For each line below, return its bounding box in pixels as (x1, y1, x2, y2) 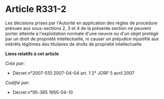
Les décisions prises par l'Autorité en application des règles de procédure (5, 20, 158, 26)
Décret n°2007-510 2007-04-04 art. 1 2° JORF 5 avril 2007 (12, 70, 134, 76)
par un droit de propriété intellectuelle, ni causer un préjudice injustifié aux (5, 36, 159, 42)
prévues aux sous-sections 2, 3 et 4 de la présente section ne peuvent (5, 25, 151, 31)
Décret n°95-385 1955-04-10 (12, 89, 73, 95)
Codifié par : (5, 80, 30, 86)
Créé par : (5, 60, 25, 66)
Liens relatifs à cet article (5, 51, 59, 57)
